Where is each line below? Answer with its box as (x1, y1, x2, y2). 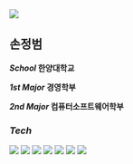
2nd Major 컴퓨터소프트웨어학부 (9, 101, 124, 111)
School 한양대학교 (9, 63, 75, 73)
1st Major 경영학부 (9, 82, 77, 92)
